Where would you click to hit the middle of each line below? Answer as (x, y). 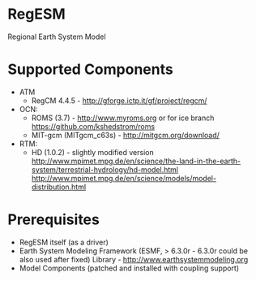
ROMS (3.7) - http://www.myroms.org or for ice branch (123, 118)
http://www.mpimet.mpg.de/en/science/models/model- (124, 178)
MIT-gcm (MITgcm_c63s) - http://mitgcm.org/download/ (126, 135)
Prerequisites (54, 220)
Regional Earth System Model (57, 37)
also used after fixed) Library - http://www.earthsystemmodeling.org (134, 259)
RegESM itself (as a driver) (64, 242)
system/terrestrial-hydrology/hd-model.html (105, 169)
